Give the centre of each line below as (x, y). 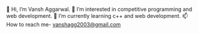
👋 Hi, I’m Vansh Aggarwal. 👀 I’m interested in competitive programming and (99, 9)
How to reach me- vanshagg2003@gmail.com (64, 24)
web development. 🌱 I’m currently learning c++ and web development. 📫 (97, 16)
